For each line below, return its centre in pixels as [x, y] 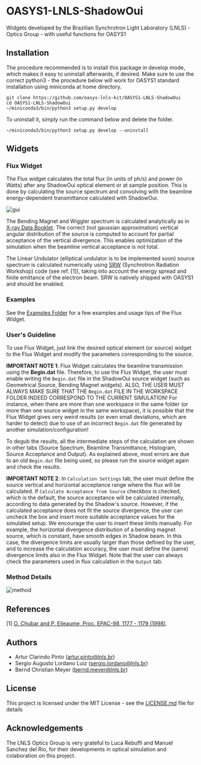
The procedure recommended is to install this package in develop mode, [96, 67]
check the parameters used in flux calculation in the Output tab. [85, 562]
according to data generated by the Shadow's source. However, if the [92, 504]
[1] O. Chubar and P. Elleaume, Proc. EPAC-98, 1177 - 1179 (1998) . [87, 624]
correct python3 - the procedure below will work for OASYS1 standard [93, 80]
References [28, 609]
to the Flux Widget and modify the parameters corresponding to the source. [100, 354]
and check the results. [34, 467]
